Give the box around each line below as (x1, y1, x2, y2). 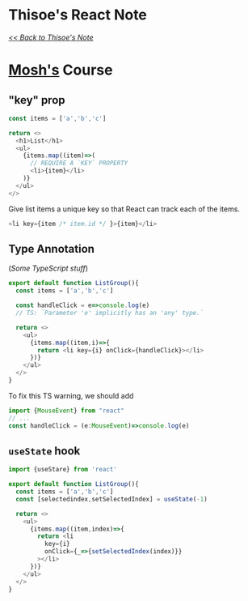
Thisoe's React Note (8, 6, 148, 24)
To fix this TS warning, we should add (8, 390, 134, 400)
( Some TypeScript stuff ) (8, 263, 89, 273)
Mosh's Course (8, 61, 113, 79)
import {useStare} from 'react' (8, 466, 117, 474)
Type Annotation (8, 241, 95, 256)
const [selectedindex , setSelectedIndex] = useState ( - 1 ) (15, 495, 208, 503)
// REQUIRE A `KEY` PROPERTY (29, 160, 128, 168)
